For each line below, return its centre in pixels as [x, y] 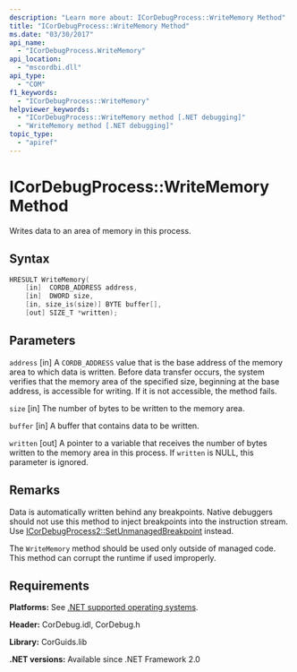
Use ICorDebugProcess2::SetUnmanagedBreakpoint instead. [122, 530]
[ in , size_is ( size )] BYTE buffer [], [94, 305]
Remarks [35, 491]
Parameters [42, 341]
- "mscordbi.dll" [50, 68]
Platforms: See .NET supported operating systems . [104, 607]
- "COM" [32, 84]
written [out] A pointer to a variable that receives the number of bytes [138, 443]
